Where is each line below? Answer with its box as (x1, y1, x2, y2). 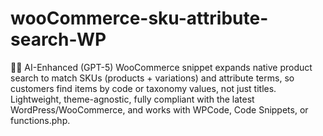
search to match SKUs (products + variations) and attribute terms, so (10, 72, 295, 84)
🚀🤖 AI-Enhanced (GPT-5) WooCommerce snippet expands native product (10, 61, 313, 73)
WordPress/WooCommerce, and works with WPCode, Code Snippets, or (10, 103, 309, 116)
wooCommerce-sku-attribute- (10, 7, 269, 30)
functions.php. (10, 114, 71, 126)
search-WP (10, 28, 107, 51)
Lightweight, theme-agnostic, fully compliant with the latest (10, 93, 255, 105)
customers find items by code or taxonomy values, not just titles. (10, 82, 277, 94)
